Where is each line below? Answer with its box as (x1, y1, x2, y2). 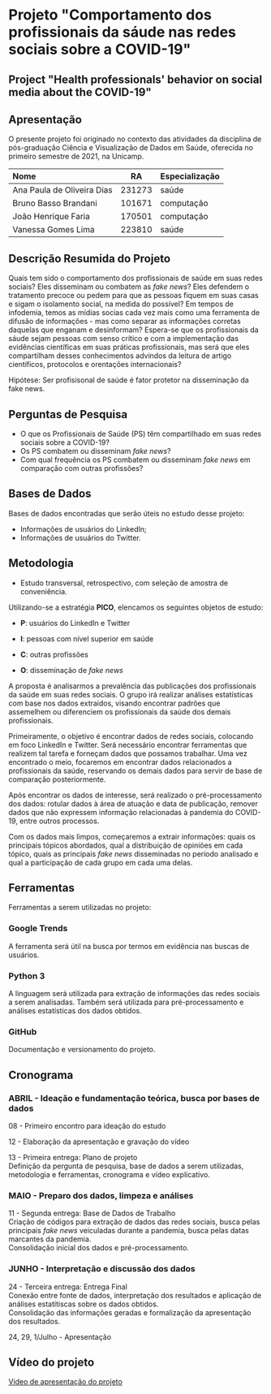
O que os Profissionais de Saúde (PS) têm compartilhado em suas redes (19, 429, 262, 439)
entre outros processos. (19, 816, 100, 826)
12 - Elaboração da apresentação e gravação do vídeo (8, 1137, 190, 1146)
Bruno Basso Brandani (12, 197, 97, 209)
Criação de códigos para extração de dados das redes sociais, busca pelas (8, 1217, 260, 1227)
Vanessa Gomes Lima (12, 224, 95, 235)
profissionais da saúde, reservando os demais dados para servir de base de (8, 766, 263, 775)
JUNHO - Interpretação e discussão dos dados (8, 1263, 196, 1275)
